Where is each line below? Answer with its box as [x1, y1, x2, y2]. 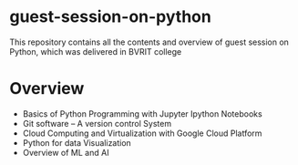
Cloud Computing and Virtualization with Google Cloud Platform [22, 128, 262, 139]
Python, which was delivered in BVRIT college [9, 46, 182, 57]
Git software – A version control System [22, 118, 171, 129]
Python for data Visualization [22, 137, 132, 148]
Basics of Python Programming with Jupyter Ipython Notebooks [22, 108, 262, 119]
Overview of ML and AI [22, 147, 109, 158]
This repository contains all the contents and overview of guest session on [9, 36, 290, 47]
